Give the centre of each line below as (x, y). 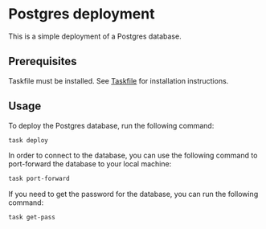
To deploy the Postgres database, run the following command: (111, 125)
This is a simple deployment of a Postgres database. (95, 36)
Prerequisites (43, 61)
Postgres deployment (82, 14)
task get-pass (32, 218)
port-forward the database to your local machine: (90, 164)
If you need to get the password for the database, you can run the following (133, 194)
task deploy (28, 140)
